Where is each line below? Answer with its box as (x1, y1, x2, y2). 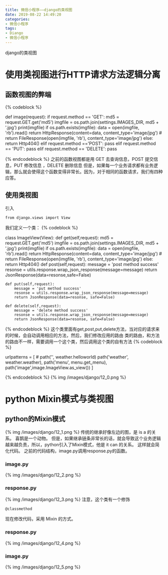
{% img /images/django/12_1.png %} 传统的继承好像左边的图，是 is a (5, 429, 146, 435)
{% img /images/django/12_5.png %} (5, 564, 81, 570)
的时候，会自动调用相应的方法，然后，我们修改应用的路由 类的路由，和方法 (5, 332, 160, 338)
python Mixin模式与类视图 (5, 393, 114, 405)
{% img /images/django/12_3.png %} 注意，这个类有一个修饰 (5, 496, 130, 502)
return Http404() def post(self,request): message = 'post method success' (5, 261, 159, 267)
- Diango (5, 31, 23, 36)
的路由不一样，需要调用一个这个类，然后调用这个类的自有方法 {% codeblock (5, 339, 162, 345)
